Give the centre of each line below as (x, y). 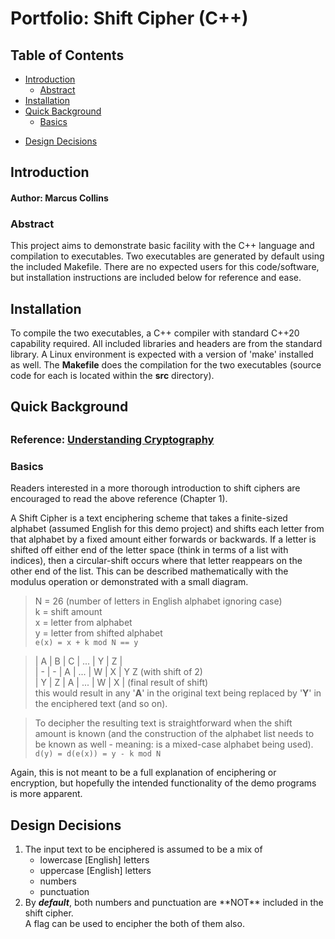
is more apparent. (46, 794)
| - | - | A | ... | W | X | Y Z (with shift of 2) (118, 672)
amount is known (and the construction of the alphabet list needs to (174, 734)
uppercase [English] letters (95, 870)
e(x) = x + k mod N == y (86, 643)
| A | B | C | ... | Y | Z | (78, 661)
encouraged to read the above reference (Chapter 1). (119, 499)
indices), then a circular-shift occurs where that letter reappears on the (156, 561)
